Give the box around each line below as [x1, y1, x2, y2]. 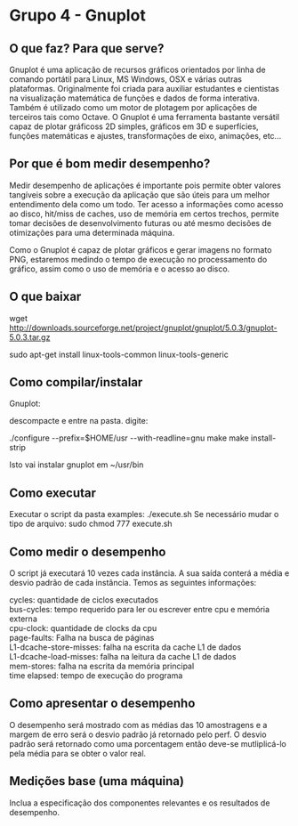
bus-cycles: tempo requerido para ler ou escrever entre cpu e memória [9, 604, 270, 615]
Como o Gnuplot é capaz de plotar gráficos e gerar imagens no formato [9, 244, 272, 255]
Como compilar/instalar [9, 375, 143, 390]
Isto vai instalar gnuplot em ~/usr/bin [9, 459, 144, 470]
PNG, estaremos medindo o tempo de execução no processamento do [9, 254, 268, 264]
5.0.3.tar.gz [9, 331, 51, 343]
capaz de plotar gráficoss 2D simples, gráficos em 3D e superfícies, [9, 121, 260, 132]
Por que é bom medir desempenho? [9, 157, 211, 172]
